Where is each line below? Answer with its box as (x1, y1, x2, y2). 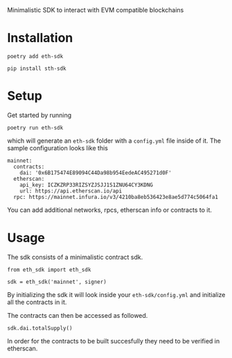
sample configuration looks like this (7, 143, 109, 152)
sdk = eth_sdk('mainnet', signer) (7, 278, 107, 285)
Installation (7, 30, 73, 46)
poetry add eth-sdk (7, 53, 64, 60)
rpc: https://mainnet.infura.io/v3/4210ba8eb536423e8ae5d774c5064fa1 (13, 193, 218, 200)
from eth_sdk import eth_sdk (7, 266, 91, 273)
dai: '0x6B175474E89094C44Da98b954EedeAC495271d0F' (19, 169, 172, 176)
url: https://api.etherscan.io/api (19, 187, 123, 195)
